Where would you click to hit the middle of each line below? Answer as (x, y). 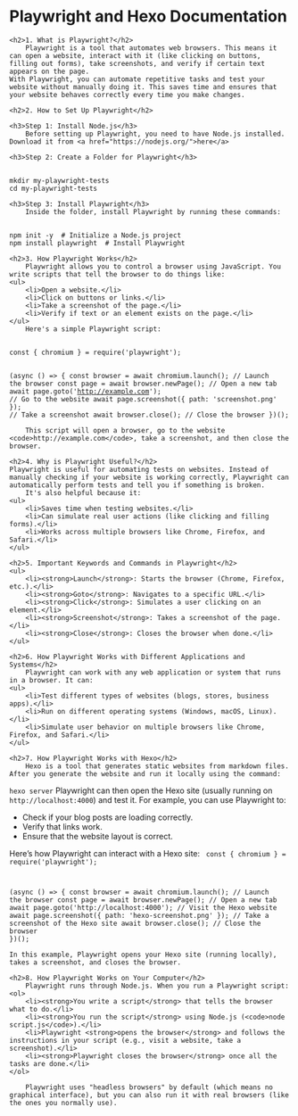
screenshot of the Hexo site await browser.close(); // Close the (135, 923)
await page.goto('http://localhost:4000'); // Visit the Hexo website (143, 907)
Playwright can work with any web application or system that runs (153, 672)
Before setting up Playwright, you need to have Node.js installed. (155, 134)
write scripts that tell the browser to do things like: (117, 274)
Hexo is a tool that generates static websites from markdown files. (157, 766)
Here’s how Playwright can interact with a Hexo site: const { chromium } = (148, 853)
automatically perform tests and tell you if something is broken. (137, 485)
